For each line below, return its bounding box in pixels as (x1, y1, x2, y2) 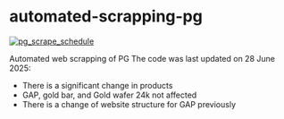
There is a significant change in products (21, 80, 173, 90)
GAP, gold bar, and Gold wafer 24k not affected (21, 89, 197, 100)
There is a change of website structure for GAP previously (21, 98, 237, 109)
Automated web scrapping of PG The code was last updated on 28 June (9, 53, 275, 64)
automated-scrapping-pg (9, 6, 203, 27)
